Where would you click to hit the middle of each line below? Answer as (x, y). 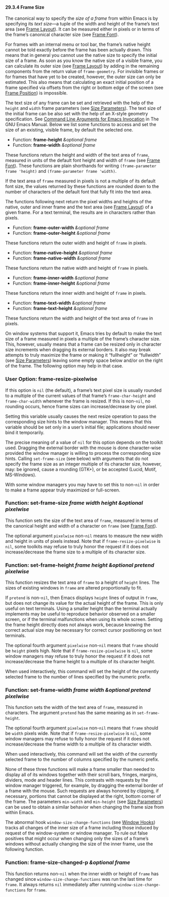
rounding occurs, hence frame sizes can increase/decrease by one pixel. (81, 406)
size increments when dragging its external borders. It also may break (78, 350)
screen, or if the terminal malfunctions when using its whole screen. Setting (84, 620)
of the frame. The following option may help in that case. (64, 366)
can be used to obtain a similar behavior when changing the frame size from (85, 807)
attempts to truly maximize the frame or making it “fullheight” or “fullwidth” (83, 355)
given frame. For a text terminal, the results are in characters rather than (80, 212)
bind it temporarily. (25, 432)
